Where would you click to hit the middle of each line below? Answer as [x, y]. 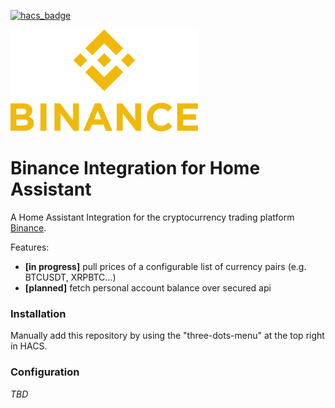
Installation [38, 313]
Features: [30, 247]
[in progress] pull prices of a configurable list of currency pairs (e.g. [165, 266]
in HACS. [29, 346]
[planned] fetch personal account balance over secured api [148, 287]
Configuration [45, 372]
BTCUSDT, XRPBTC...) [70, 277]
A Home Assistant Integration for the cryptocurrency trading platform [152, 217]
